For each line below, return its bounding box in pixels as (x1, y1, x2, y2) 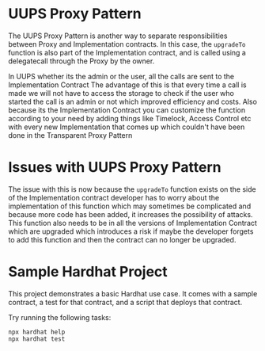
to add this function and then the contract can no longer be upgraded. (8, 235, 237, 244)
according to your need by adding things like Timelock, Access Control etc (8, 113, 252, 123)
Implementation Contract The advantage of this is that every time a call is (8, 80, 247, 90)
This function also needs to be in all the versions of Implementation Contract (8, 218, 257, 227)
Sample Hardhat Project (8, 263, 168, 281)
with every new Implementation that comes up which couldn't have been (8, 122, 245, 132)
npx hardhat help (8, 328, 66, 336)
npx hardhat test (8, 334, 66, 343)
